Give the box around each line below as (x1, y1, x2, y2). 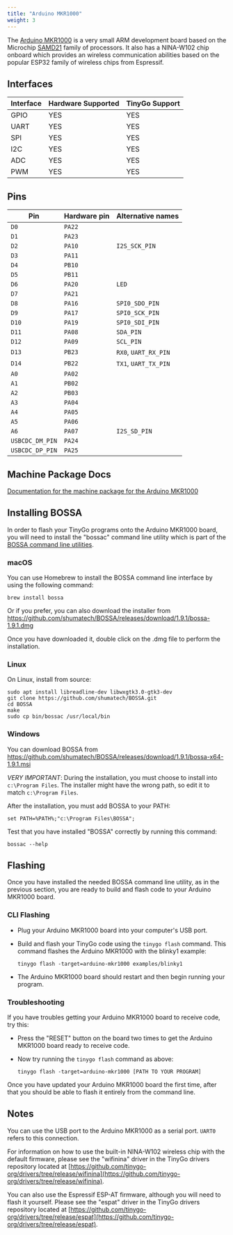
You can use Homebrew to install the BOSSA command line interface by (7, 573, 214, 582)
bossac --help (7, 840, 49, 847)
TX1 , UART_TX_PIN (116, 359, 170, 369)
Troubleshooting (7, 997, 65, 1007)
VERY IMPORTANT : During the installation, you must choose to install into (7, 773, 218, 781)
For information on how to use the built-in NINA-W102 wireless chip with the (7, 1147, 225, 1156)
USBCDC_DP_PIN (10, 447, 58, 454)
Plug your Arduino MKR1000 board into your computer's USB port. (17, 926, 208, 934)
